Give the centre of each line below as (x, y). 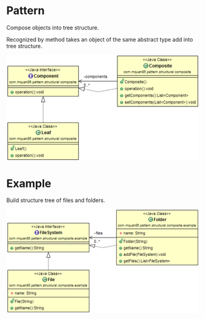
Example (29, 183)
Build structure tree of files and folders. (56, 200)
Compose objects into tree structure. (53, 28)
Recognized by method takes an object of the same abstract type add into (100, 39)
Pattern (25, 11)
